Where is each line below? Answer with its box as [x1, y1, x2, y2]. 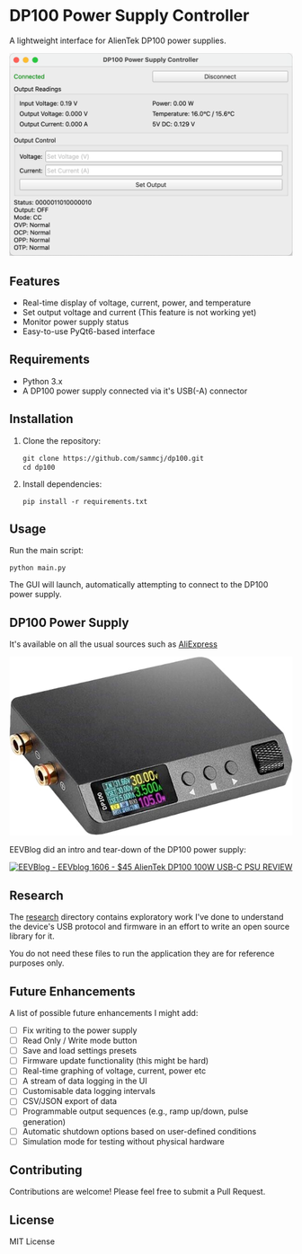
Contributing [9, 1162, 83, 1178]
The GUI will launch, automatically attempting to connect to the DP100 [9, 579, 269, 590]
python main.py [9, 563, 67, 573]
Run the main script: [9, 545, 84, 556]
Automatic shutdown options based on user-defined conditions [22, 1126, 257, 1136]
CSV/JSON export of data [22, 1096, 118, 1107]
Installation [9, 411, 74, 427]
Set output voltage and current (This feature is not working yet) [22, 307, 257, 318]
